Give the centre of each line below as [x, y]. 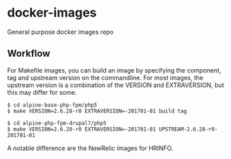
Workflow [29, 54]
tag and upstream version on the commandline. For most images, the [105, 77]
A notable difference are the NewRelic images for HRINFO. [90, 148]
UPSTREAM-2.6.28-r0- [188, 129]
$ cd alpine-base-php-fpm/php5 [52, 105]
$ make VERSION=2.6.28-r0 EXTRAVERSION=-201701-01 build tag [97, 111]
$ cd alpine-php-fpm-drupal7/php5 [57, 123]
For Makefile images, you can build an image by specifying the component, [114, 70]
